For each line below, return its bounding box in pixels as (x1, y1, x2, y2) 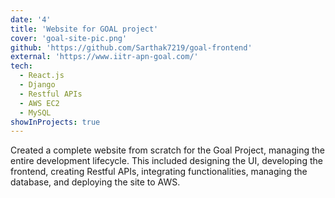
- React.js (19, 71, 65, 81)
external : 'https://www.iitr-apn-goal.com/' (10, 52, 199, 62)
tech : (10, 61, 33, 71)
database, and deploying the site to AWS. (10, 176, 181, 188)
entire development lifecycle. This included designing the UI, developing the (10, 155, 323, 167)
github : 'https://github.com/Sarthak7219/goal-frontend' (10, 42, 253, 53)
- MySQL (19, 107, 52, 118)
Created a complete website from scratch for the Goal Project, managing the (10, 144, 325, 156)
